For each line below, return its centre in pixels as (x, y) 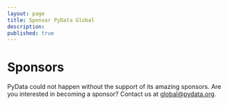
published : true (31, 33)
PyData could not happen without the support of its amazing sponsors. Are (114, 87)
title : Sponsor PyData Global (51, 20)
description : (26, 26)
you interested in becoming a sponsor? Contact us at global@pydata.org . (112, 94)
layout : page (26, 14)
